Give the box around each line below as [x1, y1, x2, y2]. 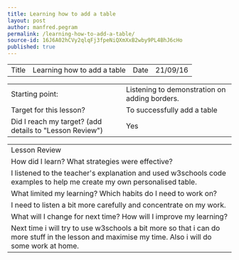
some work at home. [11, 241, 80, 251]
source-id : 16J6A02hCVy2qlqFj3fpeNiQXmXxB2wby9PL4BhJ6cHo [7, 37, 183, 44]
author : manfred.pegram [7, 23, 78, 31]
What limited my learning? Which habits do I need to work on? [11, 189, 218, 198]
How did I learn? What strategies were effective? [11, 157, 173, 166]
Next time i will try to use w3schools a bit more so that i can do [11, 223, 221, 233]
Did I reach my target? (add [11, 117, 102, 126]
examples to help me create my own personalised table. [11, 177, 197, 187]
